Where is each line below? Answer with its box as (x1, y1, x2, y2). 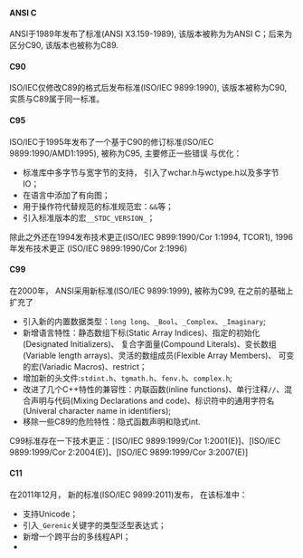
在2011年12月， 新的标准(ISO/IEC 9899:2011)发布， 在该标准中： (9, 489, 248, 500)
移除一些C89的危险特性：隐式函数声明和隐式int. (22, 416, 201, 427)
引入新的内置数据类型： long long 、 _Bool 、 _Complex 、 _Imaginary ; (22, 315, 267, 326)
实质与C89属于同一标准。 (9, 93, 105, 104)
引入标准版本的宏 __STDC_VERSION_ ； (22, 212, 156, 223)
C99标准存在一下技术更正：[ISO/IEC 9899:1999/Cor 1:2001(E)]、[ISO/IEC (9, 435, 281, 446)
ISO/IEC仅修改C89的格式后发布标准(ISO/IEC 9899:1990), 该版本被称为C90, (9, 82, 288, 93)
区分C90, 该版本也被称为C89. (9, 40, 119, 51)
